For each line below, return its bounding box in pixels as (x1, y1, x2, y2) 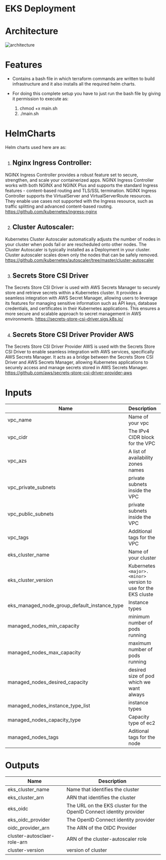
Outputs (5, 760, 40, 771)
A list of (128, 448, 146, 455)
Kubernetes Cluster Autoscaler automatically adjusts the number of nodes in (5, 236, 161, 242)
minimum (128, 613, 150, 620)
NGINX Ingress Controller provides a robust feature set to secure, (5, 172, 138, 178)
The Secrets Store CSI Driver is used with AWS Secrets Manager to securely (5, 285, 161, 290)
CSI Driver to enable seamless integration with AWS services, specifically (5, 349, 155, 355)
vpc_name (7, 417, 32, 424)
